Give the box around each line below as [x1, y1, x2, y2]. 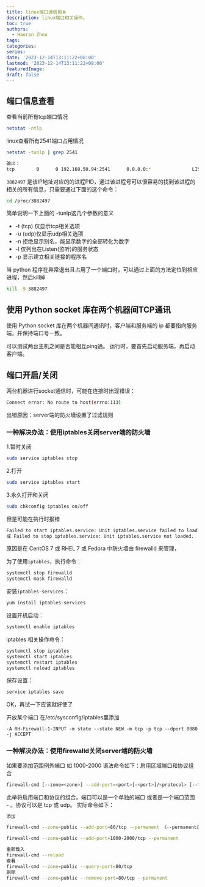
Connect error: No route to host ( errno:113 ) [6, 399, 121, 406]
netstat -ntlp [6, 125, 43, 132]
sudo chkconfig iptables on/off [6, 503, 88, 510]
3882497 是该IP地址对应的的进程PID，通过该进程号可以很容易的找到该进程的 [6, 178, 196, 185]
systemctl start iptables [6, 653, 72, 659]
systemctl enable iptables [6, 624, 75, 630]
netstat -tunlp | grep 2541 [6, 149, 78, 155]
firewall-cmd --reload [6, 852, 64, 858]
